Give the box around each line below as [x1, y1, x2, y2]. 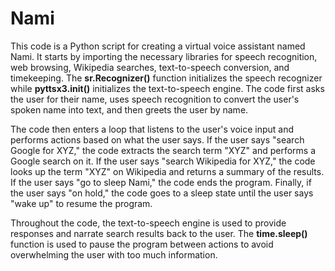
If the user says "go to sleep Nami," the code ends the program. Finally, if [10, 176, 312, 188]
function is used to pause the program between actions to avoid [10, 238, 274, 250]
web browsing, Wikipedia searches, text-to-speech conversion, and [10, 61, 290, 73]
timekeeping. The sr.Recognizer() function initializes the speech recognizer [10, 72, 323, 84]
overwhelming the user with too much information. [10, 248, 218, 261]
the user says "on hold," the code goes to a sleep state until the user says [10, 187, 314, 199]
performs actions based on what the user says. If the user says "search [10, 133, 305, 146]
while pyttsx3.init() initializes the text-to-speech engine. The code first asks [10, 82, 325, 94]
